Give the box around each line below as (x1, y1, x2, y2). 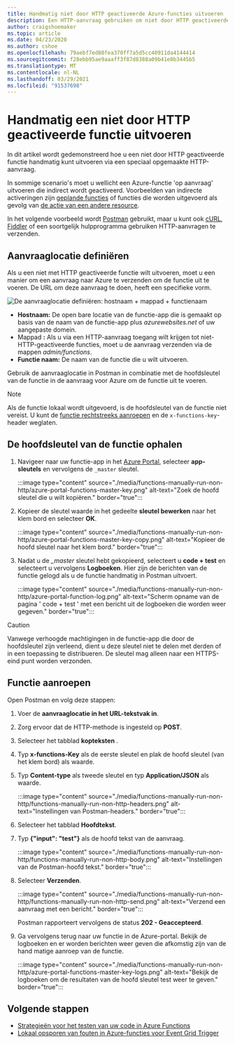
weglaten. (29, 419, 58, 426)
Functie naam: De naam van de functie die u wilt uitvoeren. (17, 355, 189, 363)
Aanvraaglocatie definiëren (7, 250, 129, 262)
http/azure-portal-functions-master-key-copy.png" (17, 535, 165, 543)
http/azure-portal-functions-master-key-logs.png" (17, 968, 163, 976)
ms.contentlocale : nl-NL (7, 69, 80, 76)
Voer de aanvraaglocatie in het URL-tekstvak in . (17, 709, 159, 717)
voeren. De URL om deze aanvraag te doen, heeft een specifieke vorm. (7, 283, 212, 292)
